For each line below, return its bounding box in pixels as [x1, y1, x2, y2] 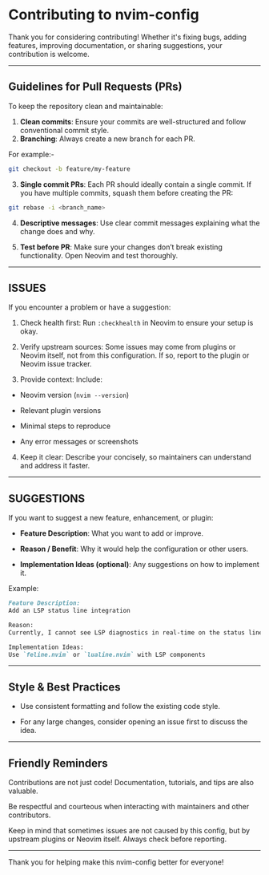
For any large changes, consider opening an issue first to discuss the [19, 717, 248, 727]
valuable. [8, 786, 38, 796]
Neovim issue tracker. [19, 359, 92, 369]
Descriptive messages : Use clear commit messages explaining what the [19, 218, 260, 228]
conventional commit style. [19, 125, 110, 135]
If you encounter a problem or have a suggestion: [8, 302, 171, 312]
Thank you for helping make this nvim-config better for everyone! [8, 857, 224, 867]
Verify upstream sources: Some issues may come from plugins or [19, 342, 236, 352]
